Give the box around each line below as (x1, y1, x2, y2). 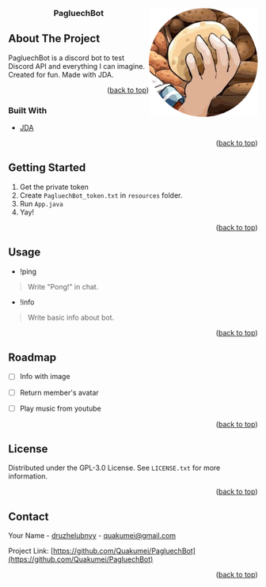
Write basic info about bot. (27, 312, 115, 322)
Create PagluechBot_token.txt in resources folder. (19, 190, 183, 200)
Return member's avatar (19, 388, 99, 397)
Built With (8, 104, 47, 116)
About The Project (8, 32, 101, 46)
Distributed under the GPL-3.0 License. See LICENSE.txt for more (8, 463, 221, 473)
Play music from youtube (19, 403, 101, 413)
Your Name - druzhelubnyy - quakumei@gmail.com (8, 531, 177, 540)
